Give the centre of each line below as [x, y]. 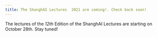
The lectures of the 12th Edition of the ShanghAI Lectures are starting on [79, 24]
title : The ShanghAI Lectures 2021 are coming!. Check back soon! [76, 10]
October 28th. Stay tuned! [32, 29]
